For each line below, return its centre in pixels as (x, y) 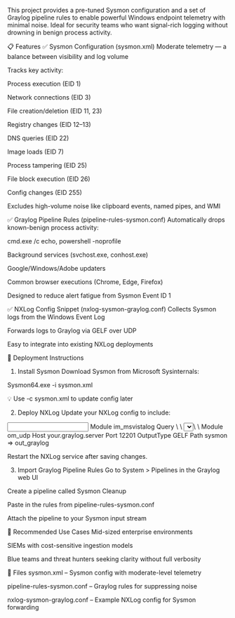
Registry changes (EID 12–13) (49, 125)
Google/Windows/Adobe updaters (56, 268)
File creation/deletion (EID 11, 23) (55, 111)
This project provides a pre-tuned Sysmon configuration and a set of (106, 10)
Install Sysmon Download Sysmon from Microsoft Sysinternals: (108, 371)
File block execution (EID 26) (49, 179)
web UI (28, 477)
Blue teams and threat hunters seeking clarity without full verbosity (104, 559)
